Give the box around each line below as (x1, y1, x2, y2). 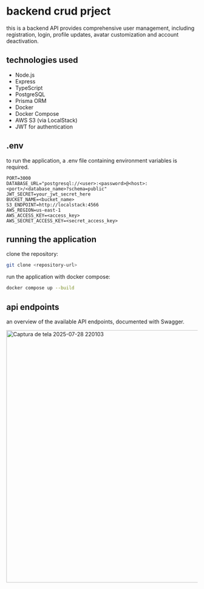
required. (6, 163, 29, 171)
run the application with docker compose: (6, 273, 110, 281)
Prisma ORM (15, 97, 47, 104)
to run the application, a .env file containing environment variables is (6, 157, 177, 164)
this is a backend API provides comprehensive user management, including (6, 24, 195, 32)
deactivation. (6, 37, 39, 44)
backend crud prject (6, 4, 111, 18)
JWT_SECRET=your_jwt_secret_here (6, 191, 91, 197)
